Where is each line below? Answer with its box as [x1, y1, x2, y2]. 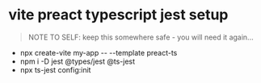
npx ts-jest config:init [19, 64, 91, 74]
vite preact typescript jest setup [8, 6, 229, 24]
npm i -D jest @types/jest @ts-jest [19, 56, 136, 66]
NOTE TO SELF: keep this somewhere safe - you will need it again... [27, 32, 254, 42]
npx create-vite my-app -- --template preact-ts [19, 48, 178, 57]
